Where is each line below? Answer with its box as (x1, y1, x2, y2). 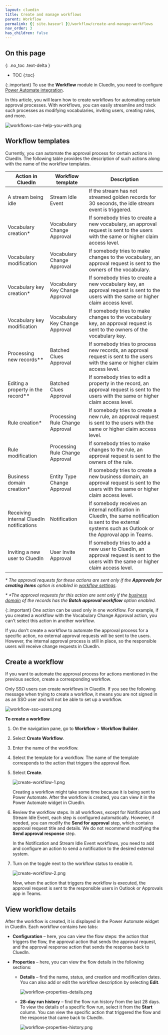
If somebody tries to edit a (88, 373, 151, 380)
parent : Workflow (5, 16, 41, 21)
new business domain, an (88, 473, 148, 480)
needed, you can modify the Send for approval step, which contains (12, 820, 153, 826)
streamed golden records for (88, 193, 156, 200)
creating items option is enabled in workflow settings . (5, 582, 117, 588)
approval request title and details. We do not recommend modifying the (12, 825, 159, 831)
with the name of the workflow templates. (5, 160, 91, 166)
